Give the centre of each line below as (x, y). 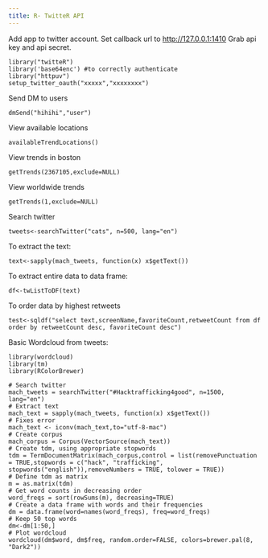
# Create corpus (35, 434)
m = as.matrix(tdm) (41, 483)
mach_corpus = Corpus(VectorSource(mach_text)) (90, 441)
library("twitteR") (41, 62)
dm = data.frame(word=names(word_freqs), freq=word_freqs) (109, 511)
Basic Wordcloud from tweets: (58, 342)
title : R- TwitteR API (46, 16)
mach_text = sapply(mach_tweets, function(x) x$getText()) (109, 413)
